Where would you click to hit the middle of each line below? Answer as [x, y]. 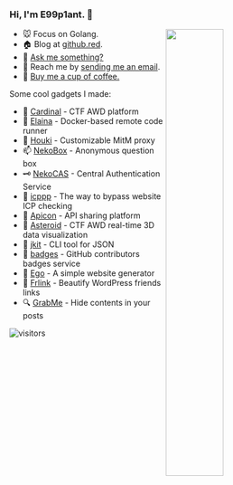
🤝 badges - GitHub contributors [81, 254]
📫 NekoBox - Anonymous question [89, 151]
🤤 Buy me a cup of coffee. [71, 77]
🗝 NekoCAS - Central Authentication [91, 174]
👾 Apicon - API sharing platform [81, 215]
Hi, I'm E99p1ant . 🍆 [51, 14]
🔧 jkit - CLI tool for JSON [68, 244]
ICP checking [47, 206]
